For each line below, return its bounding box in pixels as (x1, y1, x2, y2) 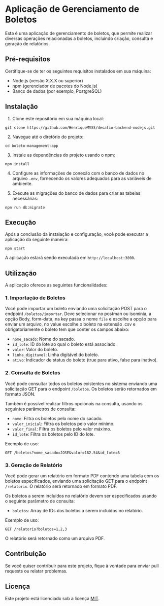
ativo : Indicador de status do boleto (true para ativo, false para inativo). (12, 357, 158, 363)
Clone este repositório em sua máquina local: (12, 115, 104, 121)
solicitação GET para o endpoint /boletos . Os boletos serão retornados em (5, 386, 157, 392)
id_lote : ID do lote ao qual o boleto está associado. (12, 341, 117, 347)
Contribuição (5, 550, 47, 558)
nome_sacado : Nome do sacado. (12, 336, 75, 342)
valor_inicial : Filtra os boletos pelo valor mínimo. (12, 421, 115, 427)
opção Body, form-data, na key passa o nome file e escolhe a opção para (5, 316, 157, 322)
